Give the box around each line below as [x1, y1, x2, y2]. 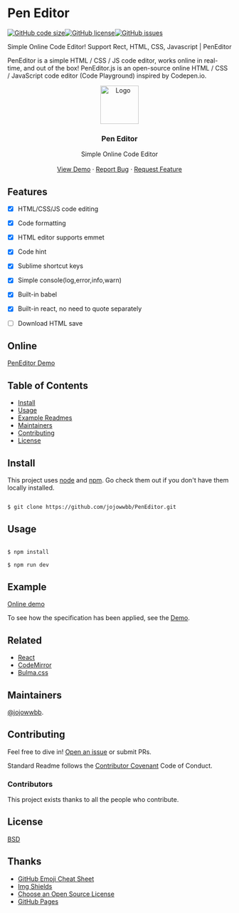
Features [7, 185, 48, 197]
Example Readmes [17, 413, 73, 422]
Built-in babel [17, 290, 58, 299]
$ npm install [7, 548, 50, 555]
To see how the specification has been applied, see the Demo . [7, 614, 191, 622]
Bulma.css [17, 669, 48, 677]
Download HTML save [17, 319, 83, 327]
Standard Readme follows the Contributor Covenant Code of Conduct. [7, 761, 213, 770]
